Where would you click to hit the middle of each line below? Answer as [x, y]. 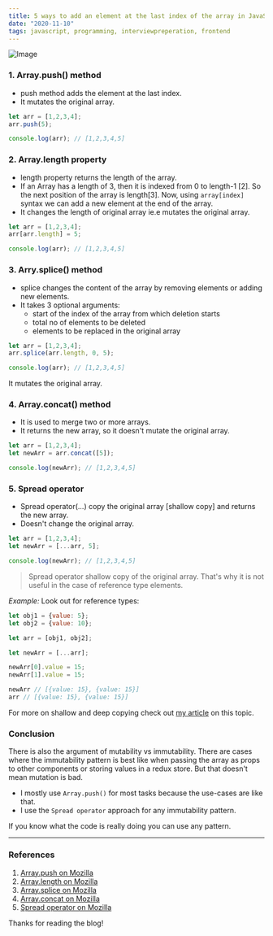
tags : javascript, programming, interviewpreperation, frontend [119, 31]
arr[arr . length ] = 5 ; [45, 234]
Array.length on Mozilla [59, 881]
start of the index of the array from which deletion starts [126, 313]
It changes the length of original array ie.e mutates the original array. [135, 211]
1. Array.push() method [55, 76]
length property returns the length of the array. [98, 177]
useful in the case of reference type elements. [106, 585]
